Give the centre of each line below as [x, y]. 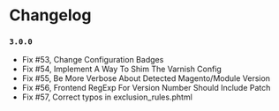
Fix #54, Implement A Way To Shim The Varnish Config [122, 69]
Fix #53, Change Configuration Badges [93, 60]
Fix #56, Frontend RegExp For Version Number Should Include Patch [146, 88]
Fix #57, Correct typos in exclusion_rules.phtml [107, 97]
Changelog [50, 15]
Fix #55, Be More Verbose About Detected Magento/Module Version [146, 78]
